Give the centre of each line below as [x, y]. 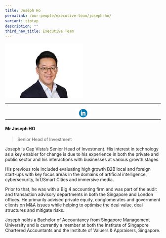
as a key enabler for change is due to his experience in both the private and [82, 154]
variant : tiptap [22, 21]
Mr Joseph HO [20, 128]
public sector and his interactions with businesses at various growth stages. [82, 160]
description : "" [22, 26]
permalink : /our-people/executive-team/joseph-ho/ [58, 16]
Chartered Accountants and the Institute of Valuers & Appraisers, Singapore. [83, 231]
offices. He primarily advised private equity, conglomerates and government [83, 200]
